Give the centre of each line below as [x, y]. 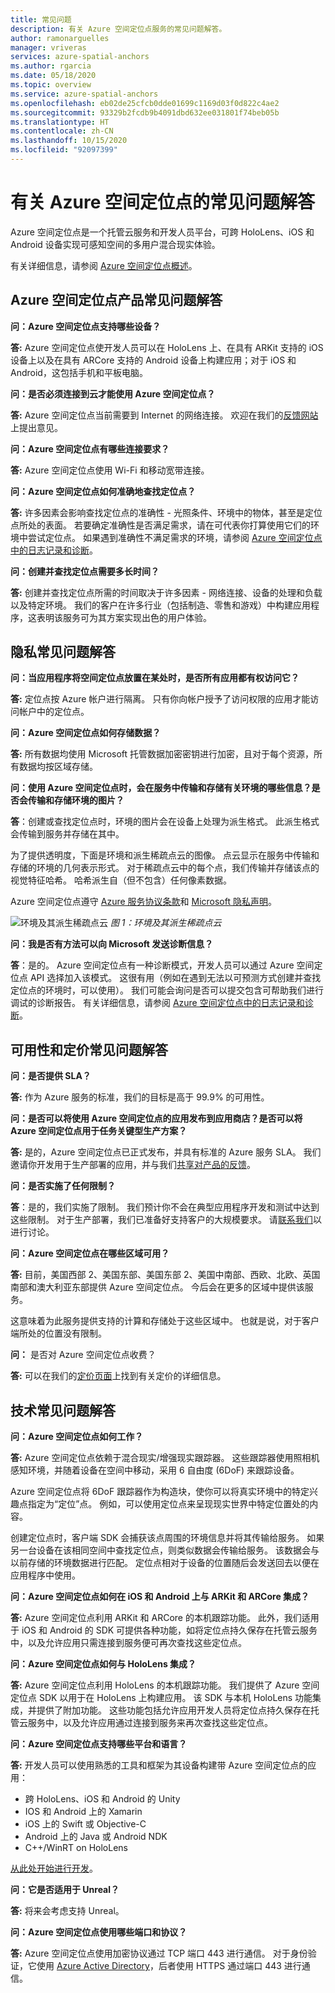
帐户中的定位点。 [54, 712]
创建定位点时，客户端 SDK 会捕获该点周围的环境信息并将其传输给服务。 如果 [167, 1538]
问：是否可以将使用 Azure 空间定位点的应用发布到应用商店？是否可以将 [156, 1118]
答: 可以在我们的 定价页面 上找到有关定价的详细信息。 [118, 1376]
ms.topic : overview [51, 85]
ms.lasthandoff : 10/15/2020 [69, 141]
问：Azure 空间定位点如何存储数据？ [86, 733]
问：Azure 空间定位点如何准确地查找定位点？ [103, 491]
